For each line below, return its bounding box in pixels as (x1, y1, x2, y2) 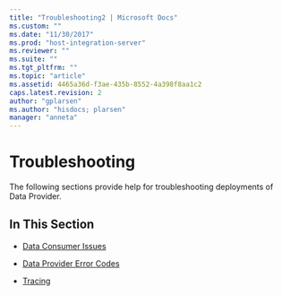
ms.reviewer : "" (9, 47, 70, 56)
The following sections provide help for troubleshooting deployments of (9, 181, 274, 193)
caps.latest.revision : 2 (9, 88, 102, 97)
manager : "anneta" (9, 113, 78, 122)
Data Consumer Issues (21, 240, 107, 251)
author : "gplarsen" (9, 96, 82, 106)
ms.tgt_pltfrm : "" (9, 64, 78, 73)
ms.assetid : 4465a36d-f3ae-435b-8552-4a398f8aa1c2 (9, 80, 202, 89)
